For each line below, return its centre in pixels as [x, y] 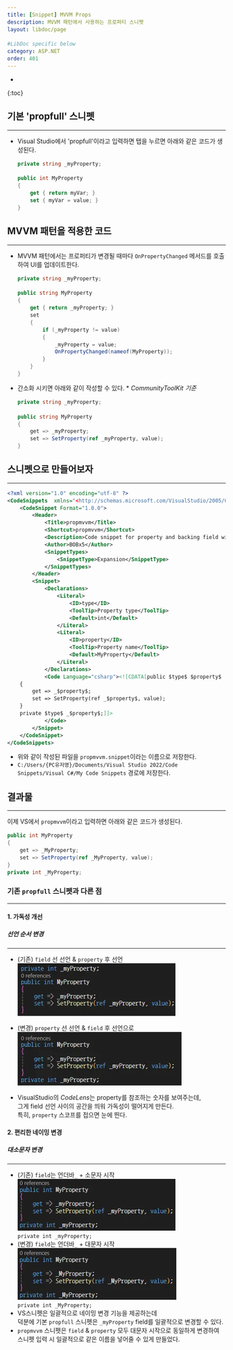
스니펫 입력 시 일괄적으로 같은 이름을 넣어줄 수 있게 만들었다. [98, 1339]
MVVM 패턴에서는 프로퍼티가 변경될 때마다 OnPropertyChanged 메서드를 [114, 256]
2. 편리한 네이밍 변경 [35, 1132]
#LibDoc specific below [42, 44]
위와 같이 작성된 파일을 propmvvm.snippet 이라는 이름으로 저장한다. [107, 757]
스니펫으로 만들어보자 [50, 469]
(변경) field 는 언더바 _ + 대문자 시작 [66, 1244]
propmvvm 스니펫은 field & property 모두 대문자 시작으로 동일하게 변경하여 [118, 1330]
